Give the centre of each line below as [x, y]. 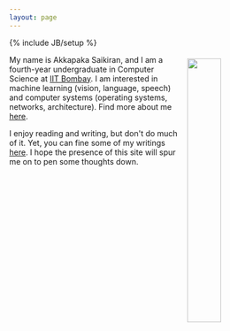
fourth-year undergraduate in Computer [82, 69]
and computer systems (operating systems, [88, 97]
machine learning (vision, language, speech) [90, 88]
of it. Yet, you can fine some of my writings [87, 142]
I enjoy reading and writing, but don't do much [94, 133]
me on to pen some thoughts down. [74, 161]
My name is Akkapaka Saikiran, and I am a [86, 59]
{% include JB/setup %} [53, 42]
